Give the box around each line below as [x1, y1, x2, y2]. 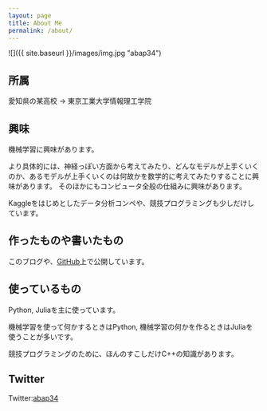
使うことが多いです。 [8, 332, 78, 342]
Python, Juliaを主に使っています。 [8, 305, 120, 314]
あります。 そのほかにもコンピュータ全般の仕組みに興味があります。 [22, 181, 247, 191]
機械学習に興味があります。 [8, 144, 99, 154]
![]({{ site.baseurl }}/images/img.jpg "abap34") [8, 49, 162, 58]
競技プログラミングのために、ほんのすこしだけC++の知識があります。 [8, 349, 238, 358]
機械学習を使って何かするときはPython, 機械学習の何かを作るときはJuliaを [8, 322, 253, 331]
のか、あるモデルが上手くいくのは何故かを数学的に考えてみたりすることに [8, 172, 253, 180]
